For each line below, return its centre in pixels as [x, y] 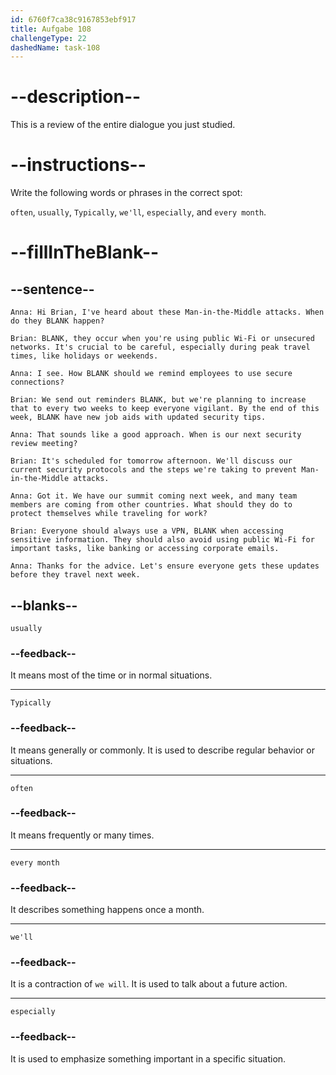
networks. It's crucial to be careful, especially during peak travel [160, 347]
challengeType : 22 [48, 38]
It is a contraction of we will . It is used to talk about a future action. [149, 984]
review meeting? [44, 444]
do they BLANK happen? [57, 321]
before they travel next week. [75, 575]
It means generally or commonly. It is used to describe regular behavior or [162, 750]
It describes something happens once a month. [107, 910]
